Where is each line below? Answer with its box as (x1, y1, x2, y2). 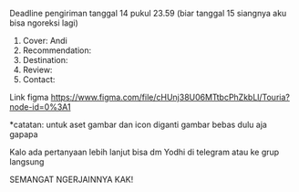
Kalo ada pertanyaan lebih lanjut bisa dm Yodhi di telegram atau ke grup (9, 146, 280, 157)
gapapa (9, 129, 38, 140)
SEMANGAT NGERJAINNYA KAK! (9, 174, 134, 185)
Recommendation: (22, 45, 92, 56)
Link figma (9, 91, 49, 102)
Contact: (22, 74, 56, 85)
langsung (9, 156, 45, 167)
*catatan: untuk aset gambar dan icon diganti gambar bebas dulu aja (9, 119, 267, 130)
